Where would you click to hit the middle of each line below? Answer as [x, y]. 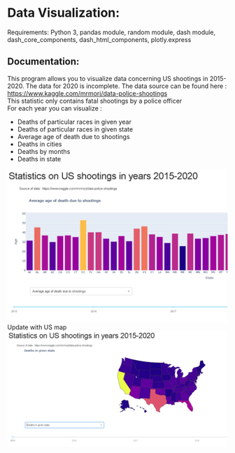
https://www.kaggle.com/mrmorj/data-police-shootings [87, 93]
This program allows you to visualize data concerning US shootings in [108, 78]
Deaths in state [39, 159]
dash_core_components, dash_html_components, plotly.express [99, 39]
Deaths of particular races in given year [74, 122]
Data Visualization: [64, 13]
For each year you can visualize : [55, 108]
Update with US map [37, 327]
